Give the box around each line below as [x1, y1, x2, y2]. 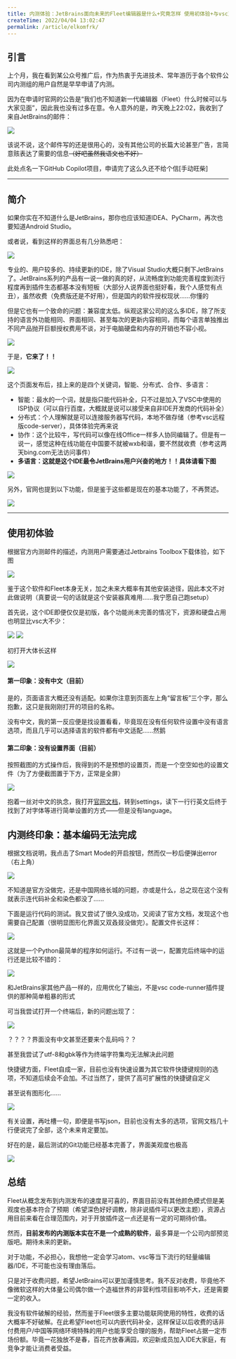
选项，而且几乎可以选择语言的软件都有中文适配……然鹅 [7, 726, 166, 735]
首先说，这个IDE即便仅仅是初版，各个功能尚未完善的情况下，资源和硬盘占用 [7, 607, 227, 616]
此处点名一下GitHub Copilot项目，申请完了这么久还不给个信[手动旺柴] [7, 165, 209, 173]
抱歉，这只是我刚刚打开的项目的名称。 [7, 702, 118, 711]
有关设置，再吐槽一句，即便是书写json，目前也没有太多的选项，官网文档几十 [7, 1117, 229, 1126]
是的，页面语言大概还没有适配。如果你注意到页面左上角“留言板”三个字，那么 [7, 694, 228, 702]
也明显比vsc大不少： [7, 617, 67, 625]
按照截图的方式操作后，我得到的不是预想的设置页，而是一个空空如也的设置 [7, 761, 223, 769]
